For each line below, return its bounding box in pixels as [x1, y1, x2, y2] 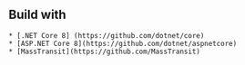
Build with [8, 7, 66, 23]
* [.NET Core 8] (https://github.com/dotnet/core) [8, 31, 205, 40]
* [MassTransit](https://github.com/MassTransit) [8, 47, 201, 56]
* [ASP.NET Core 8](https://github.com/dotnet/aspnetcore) [8, 39, 238, 48]
